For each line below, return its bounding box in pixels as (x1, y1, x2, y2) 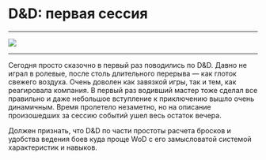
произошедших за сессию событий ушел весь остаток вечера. (8, 110, 222, 120)
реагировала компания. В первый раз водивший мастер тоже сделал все (8, 85, 258, 95)
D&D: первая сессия (8, 5, 148, 23)
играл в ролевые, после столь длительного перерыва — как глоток (8, 69, 237, 78)
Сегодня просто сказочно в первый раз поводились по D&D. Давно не (8, 60, 248, 69)
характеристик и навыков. (8, 143, 97, 152)
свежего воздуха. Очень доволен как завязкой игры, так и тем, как (8, 76, 237, 87)
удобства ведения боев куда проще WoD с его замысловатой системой (8, 134, 252, 143)
